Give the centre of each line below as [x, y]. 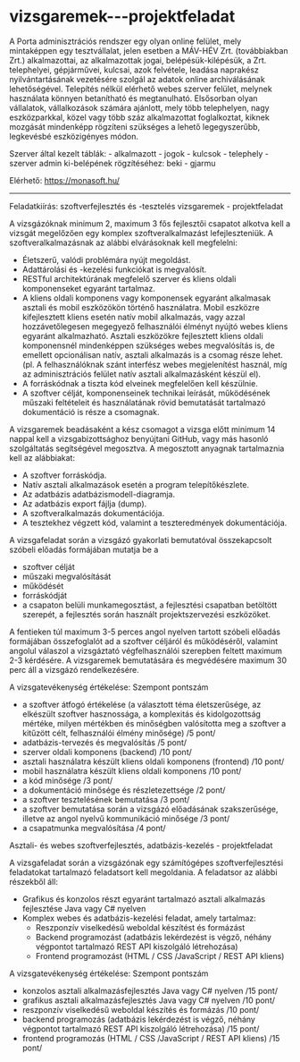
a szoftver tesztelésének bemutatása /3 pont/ [106, 799]
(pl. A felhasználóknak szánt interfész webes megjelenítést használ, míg [154, 364]
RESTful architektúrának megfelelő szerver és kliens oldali [129, 278]
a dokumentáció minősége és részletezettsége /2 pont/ [124, 790]
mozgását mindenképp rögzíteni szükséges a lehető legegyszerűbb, [135, 126]
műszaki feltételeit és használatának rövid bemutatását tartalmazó [144, 402]
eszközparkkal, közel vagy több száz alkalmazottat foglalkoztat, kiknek [139, 117]
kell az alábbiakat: [42, 457]
